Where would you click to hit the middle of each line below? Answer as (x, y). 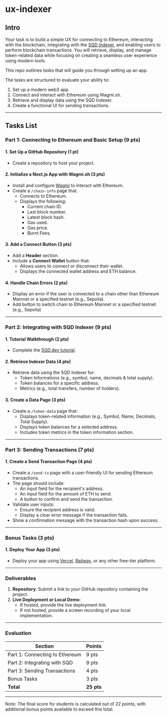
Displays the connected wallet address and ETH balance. (78, 271)
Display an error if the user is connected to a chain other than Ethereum (85, 294)
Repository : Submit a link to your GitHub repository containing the (80, 589)
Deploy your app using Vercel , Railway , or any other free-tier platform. (84, 561)
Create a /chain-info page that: (45, 191)
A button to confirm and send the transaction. (66, 499)
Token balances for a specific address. (59, 383)
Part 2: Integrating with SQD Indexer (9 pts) (58, 327)
